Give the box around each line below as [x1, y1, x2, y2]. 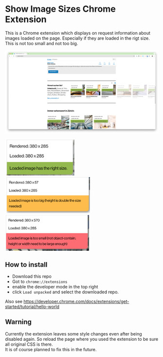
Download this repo [12, 273, 52, 279]
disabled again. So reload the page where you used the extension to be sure [5, 336, 159, 342]
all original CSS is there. [5, 341, 53, 347]
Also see [5, 298, 23, 304]
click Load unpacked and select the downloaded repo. [12, 289, 119, 295]
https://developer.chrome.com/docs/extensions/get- [23, 298, 129, 304]
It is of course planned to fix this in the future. [5, 346, 97, 352]
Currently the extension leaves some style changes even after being [5, 331, 143, 336]
